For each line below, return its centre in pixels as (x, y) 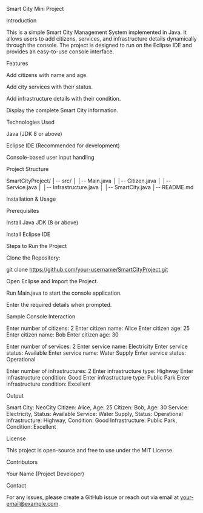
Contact (16, 485)
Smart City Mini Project (35, 9)
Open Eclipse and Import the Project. (52, 281)
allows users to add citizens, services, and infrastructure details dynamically (101, 39)
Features (17, 63)
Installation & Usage (31, 199)
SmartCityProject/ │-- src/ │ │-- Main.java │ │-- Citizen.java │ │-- (88, 181)
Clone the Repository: (33, 258)
